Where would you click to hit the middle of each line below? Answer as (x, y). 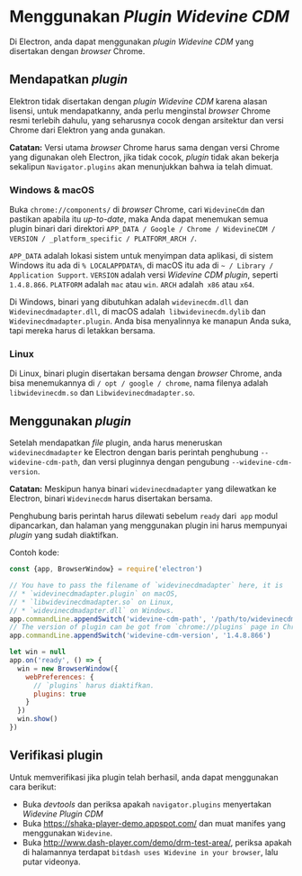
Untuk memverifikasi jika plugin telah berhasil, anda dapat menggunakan (144, 777)
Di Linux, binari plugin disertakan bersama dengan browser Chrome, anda (146, 374)
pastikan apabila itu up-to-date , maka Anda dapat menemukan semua (139, 219)
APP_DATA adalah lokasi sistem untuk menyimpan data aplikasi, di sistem (142, 256)
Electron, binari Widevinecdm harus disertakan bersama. (111, 498)
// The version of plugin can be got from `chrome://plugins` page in (144, 627)
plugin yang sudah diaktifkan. (64, 535)
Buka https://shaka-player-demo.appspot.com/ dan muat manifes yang (154, 823)
